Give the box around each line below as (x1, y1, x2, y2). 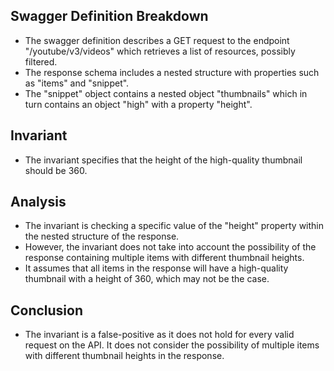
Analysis (10, 194, 67, 211)
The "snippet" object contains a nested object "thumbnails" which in (24, 87, 308, 99)
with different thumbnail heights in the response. (24, 350, 225, 362)
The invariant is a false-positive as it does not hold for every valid (24, 329, 295, 341)
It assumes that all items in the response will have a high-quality (24, 262, 289, 274)
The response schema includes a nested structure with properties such (24, 66, 320, 78)
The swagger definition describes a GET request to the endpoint (24, 34, 290, 46)
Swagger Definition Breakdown (10, 8, 209, 25)
